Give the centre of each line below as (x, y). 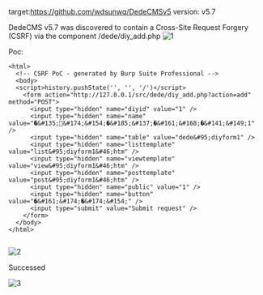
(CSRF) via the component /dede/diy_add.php (85, 36)
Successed (27, 267)
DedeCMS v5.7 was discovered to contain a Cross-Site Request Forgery (129, 27)
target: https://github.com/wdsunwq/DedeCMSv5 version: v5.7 (112, 12)
